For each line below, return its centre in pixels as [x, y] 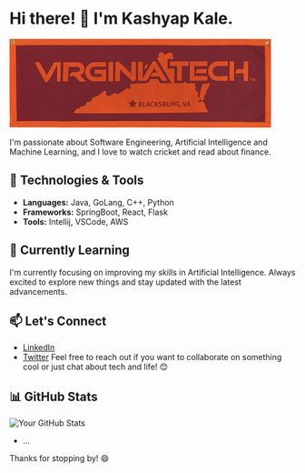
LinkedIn [39, 347]
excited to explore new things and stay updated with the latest [126, 282]
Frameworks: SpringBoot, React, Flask [95, 212]
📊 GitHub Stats [54, 396]
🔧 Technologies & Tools [77, 181]
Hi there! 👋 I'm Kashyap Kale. [121, 19]
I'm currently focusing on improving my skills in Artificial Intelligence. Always [152, 272]
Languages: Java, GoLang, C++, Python [98, 202]
